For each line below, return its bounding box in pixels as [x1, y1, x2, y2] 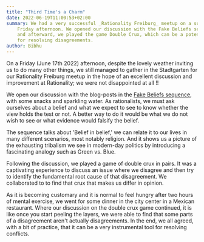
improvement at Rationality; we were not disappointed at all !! [6, 79, 159, 86]
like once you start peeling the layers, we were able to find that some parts [6, 210, 193, 218]
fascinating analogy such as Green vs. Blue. [6, 148, 117, 155]
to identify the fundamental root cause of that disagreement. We [6, 173, 167, 180]
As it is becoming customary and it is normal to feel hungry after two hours [6, 191, 194, 198]
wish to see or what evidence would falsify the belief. [6, 116, 140, 124]
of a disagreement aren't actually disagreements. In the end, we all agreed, [6, 217, 194, 224]
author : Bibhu [6, 43, 42, 49]
